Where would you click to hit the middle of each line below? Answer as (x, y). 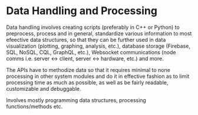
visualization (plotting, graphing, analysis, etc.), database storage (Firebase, (98, 46)
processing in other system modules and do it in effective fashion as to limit (98, 76)
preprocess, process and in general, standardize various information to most (99, 33)
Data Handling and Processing (82, 11)
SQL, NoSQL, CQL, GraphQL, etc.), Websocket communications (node (91, 52)
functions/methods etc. (34, 106)
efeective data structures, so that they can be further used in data (86, 40)
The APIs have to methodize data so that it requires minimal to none (88, 70)
